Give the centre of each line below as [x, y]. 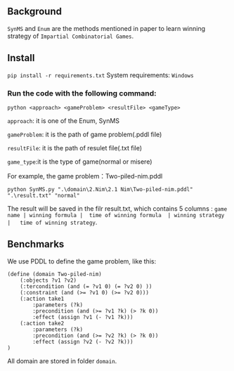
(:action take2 [42, 323]
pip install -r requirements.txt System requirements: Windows [101, 75]
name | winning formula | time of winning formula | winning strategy [116, 215]
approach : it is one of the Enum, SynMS [64, 121]
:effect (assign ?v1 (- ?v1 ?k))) [83, 317]
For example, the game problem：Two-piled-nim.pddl [85, 176]
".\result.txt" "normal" [44, 195]
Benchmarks [36, 244]
